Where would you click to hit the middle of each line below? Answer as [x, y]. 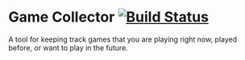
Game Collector [62, 17]
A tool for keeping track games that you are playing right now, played [123, 39]
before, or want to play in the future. [69, 47]
